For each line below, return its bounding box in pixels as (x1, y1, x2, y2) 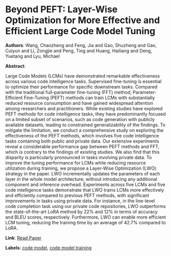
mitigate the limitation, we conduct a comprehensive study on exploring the (5, 127, 164, 133)
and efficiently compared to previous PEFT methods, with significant (5, 192, 150, 198)
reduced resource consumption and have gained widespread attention (5, 100, 154, 106)
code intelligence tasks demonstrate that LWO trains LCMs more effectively (5, 187, 164, 193)
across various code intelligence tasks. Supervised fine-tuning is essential (5, 78, 162, 84)
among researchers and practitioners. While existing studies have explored (5, 105, 163, 111)
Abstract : (5, 63, 26, 69)
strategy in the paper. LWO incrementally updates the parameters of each (5, 170, 160, 177)
